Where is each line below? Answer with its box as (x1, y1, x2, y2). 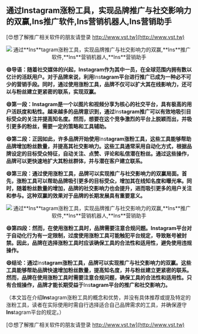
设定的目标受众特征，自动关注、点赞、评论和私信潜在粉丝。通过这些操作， (11, 150, 192, 157)
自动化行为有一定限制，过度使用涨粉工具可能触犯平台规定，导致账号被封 (11, 232, 187, 239)
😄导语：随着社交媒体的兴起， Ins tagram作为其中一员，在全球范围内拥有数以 (6, 66, 192, 73)
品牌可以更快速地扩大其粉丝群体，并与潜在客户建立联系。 (6, 157, 146, 164)
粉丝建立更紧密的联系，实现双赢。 (16, 88, 99, 95)
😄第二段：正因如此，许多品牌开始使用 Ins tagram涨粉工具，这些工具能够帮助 (6, 135, 192, 142)
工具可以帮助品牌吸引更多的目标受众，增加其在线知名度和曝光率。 (26, 177, 187, 184)
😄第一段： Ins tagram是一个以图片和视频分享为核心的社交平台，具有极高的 (6, 100, 187, 107)
